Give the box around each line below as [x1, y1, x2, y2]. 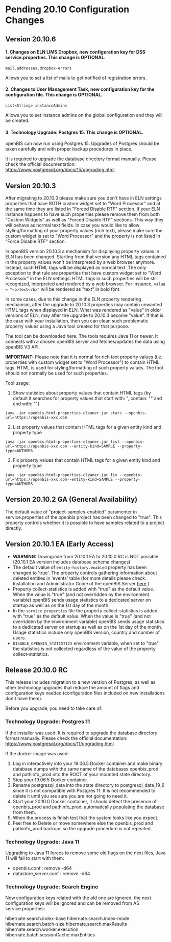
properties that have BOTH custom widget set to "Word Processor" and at [5, 201, 161, 206]
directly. [5, 525, 22, 531]
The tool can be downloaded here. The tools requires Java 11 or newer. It [5, 333, 158, 339]
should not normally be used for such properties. [5, 370, 108, 376]
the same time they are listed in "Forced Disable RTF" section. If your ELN [5, 206, 160, 212]
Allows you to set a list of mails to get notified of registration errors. [5, 75, 147, 81]
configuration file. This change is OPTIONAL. [5, 92, 103, 98]
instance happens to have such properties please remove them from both [5, 211, 160, 217]
